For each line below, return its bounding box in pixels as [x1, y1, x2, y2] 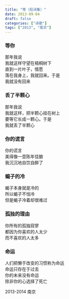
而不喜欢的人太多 [5, 235, 39, 241]
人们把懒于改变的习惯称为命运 [5, 260, 64, 266]
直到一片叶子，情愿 [5, 66, 43, 72]
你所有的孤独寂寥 [5, 223, 39, 228]
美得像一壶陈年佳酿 [5, 154, 43, 160]
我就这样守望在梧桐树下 [5, 60, 52, 66]
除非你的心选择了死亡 [5, 278, 47, 284]
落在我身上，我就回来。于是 [5, 73, 60, 78]
